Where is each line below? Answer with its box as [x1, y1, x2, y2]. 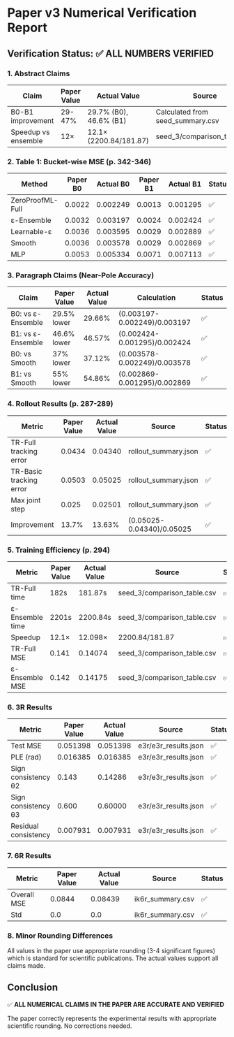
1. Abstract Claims [7, 68, 70, 78]
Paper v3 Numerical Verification [7, 5, 197, 21]
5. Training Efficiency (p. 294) [7, 545, 110, 555]
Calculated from [155, 107, 209, 117]
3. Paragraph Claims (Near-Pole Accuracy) [7, 270, 155, 280]
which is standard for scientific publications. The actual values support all [7, 954, 219, 962]
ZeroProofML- [10, 196, 58, 205]
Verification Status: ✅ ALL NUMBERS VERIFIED [7, 48, 214, 59]
